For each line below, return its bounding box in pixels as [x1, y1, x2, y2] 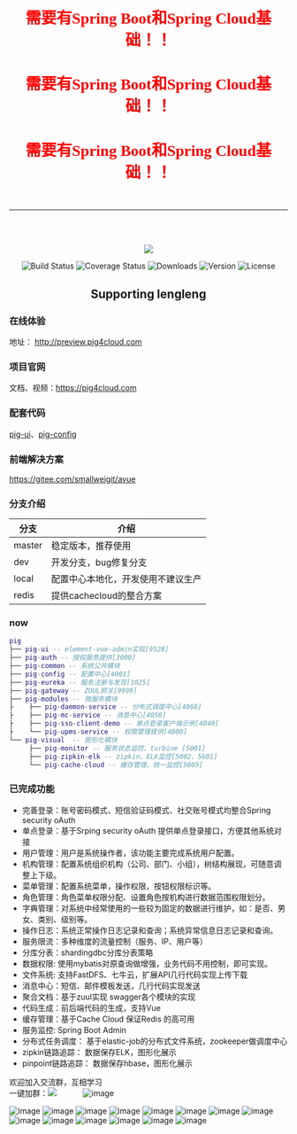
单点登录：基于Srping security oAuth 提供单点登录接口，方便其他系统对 [21, 825, 282, 835]
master [13, 540, 42, 552]
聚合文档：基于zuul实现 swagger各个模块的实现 [21, 991, 196, 1002]
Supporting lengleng [90, 286, 207, 301]
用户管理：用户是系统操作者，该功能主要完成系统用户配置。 [21, 847, 240, 858]
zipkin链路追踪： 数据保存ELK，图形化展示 [21, 1046, 177, 1057]
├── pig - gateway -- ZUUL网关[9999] [9, 686, 138, 695]
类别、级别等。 [37, 913, 93, 924]
